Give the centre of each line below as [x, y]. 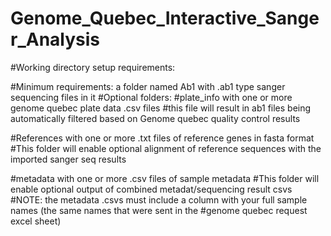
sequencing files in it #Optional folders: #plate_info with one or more [151, 97]
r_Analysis [55, 39]
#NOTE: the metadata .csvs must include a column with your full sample [159, 199]
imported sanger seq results [68, 159]
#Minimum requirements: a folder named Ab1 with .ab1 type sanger [148, 86]
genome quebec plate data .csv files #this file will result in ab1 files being [161, 108]
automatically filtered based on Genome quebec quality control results [155, 118]
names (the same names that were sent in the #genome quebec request [159, 210]
